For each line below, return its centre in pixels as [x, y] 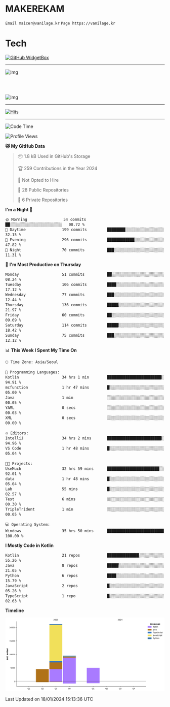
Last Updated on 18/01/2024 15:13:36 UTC [49, 699]
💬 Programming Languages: [32, 372]
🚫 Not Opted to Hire [38, 180]
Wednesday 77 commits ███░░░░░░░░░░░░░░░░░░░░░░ [85, 295]
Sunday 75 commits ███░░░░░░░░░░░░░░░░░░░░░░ [85, 335]
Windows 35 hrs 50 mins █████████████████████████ [85, 531]
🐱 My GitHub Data [25, 146]
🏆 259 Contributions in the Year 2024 [57, 168]
